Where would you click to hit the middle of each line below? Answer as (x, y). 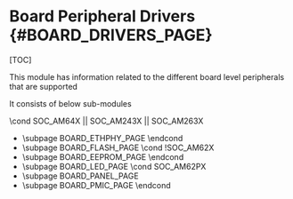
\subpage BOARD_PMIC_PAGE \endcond (96, 185)
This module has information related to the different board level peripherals (147, 76)
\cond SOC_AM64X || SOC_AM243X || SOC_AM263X (106, 121)
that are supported (44, 86)
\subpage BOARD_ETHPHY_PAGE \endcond (102, 138)
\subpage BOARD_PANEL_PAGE (81, 176)
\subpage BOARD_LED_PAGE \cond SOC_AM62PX (114, 166)
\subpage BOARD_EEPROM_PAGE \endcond (103, 156)
